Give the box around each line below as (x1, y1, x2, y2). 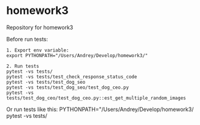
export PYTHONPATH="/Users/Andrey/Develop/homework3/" (6, 52, 148, 58)
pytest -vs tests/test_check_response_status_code (6, 73, 137, 79)
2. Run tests (6, 63, 40, 69)
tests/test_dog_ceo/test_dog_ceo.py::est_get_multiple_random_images (6, 95, 187, 101)
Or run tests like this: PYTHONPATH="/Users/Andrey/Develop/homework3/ (6, 106, 194, 113)
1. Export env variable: (6, 47, 69, 53)
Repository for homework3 (6, 24, 74, 31)
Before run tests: (6, 35, 49, 42)
